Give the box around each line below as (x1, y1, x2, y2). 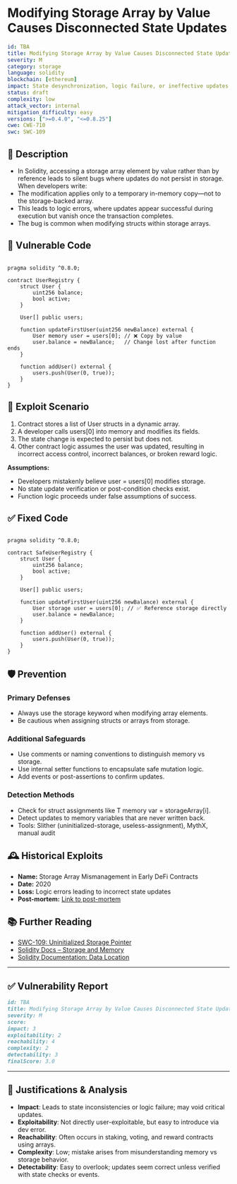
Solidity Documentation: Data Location (17, 953, 130, 962)
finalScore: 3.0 (7, 1058, 55, 1066)
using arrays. (17, 1140, 56, 1149)
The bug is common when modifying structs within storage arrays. (17, 219, 211, 227)
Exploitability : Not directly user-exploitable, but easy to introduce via (17, 1118, 219, 1126)
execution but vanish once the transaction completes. (17, 212, 174, 220)
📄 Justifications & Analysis (7, 1084, 128, 1096)
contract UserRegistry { (7, 276, 80, 283)
